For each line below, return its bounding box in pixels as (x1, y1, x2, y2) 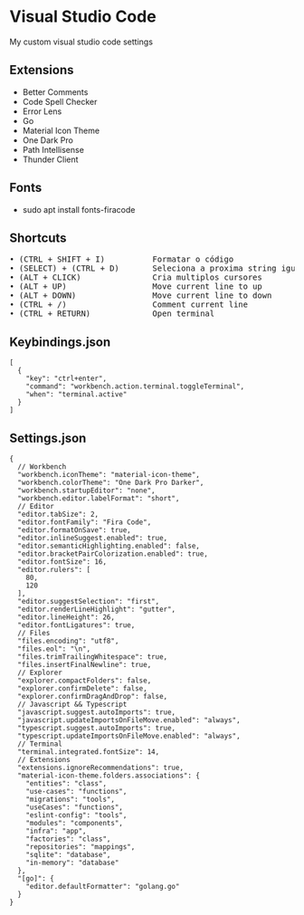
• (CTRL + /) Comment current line (9, 300, 249, 310)
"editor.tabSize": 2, (17, 510, 100, 519)
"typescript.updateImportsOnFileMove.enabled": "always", (17, 731, 242, 740)
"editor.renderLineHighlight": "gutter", (17, 605, 176, 614)
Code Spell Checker (22, 96, 98, 107)
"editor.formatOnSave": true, (17, 526, 131, 535)
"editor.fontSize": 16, (17, 558, 107, 567)
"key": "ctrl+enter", (25, 374, 107, 384)
